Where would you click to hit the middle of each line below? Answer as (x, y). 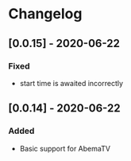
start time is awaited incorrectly (71, 83)
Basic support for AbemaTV (65, 148)
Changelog (45, 14)
